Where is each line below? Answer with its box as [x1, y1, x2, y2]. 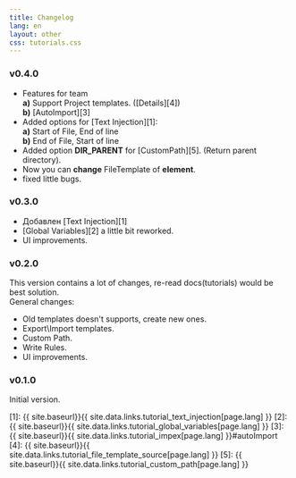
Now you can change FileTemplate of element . [21, 164, 197, 174]
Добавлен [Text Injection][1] [21, 215, 128, 226]
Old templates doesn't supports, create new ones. [21, 314, 207, 324]
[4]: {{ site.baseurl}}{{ [9, 440, 90, 451]
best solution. [9, 287, 60, 298]
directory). [21, 154, 62, 165]
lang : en [9, 21, 42, 30]
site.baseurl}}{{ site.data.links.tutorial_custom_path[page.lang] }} [9, 459, 249, 470]
